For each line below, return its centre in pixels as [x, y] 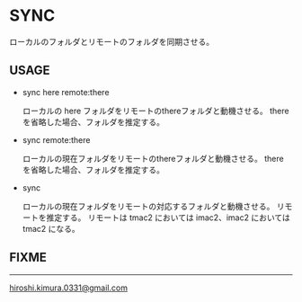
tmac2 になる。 [51, 228]
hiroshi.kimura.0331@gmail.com [69, 288]
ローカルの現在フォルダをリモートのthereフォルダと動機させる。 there [153, 158]
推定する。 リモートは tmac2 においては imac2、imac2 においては [168, 218]
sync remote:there [56, 139]
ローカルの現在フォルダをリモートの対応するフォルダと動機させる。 [148, 206]
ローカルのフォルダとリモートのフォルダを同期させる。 [111, 41]
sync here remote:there [66, 92]
